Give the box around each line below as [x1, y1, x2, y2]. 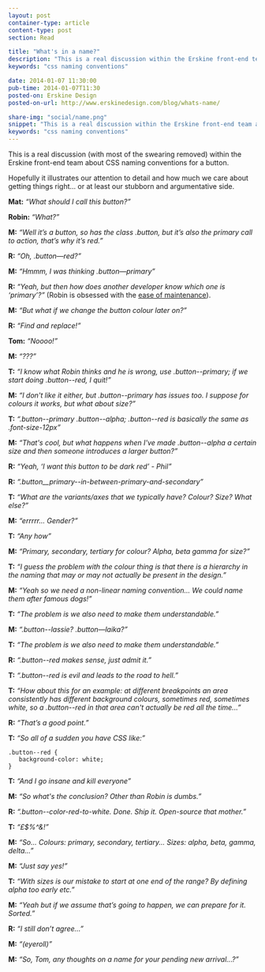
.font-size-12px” [8, 423, 61, 431]
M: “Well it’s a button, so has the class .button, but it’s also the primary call [8, 228, 253, 237]
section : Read [8, 33, 55, 42]
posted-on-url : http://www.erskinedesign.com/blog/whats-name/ [8, 99, 221, 107]
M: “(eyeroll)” [8, 940, 53, 948]
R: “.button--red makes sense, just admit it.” [8, 655, 152, 665]
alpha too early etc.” [8, 885, 75, 894]
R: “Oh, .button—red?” [8, 251, 81, 261]
